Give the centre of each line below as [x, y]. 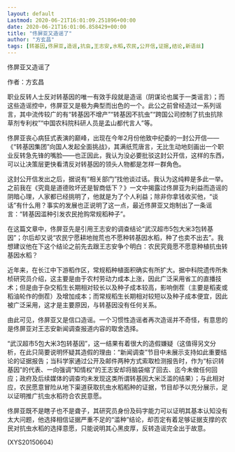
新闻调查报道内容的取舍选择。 [99, 329]
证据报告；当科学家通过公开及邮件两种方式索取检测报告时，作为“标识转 [122, 361]
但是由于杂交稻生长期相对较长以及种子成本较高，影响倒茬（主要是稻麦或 [123, 287]
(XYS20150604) [30, 442]
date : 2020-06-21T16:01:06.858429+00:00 [67, 27]
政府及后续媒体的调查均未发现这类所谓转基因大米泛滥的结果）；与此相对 [122, 378]
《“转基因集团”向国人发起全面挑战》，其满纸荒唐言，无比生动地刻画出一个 [113, 147]
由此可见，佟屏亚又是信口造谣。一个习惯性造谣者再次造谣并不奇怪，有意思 [114, 320]
